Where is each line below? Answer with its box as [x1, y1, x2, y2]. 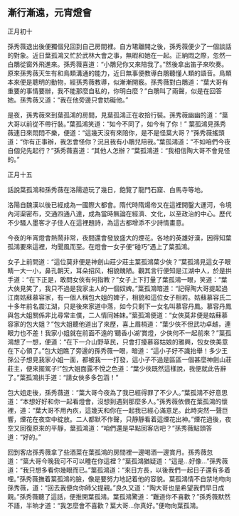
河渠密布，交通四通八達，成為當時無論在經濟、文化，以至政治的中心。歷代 [13, 209, 232, 218]
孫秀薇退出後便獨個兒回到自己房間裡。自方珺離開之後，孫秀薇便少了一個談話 [7, 42, 232, 51]
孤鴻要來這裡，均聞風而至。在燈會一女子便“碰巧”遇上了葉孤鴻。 [7, 242, 194, 251]
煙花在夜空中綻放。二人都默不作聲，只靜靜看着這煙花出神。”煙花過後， [19, 415, 225, 423]
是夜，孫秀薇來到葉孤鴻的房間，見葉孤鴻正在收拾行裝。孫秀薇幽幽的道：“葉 [7, 110, 229, 119]
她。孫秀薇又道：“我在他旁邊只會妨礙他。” [7, 95, 129, 104]
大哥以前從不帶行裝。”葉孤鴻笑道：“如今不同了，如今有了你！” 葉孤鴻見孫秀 [7, 120, 226, 128]
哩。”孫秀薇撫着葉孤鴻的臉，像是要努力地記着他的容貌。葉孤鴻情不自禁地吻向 [7, 474, 232, 483]
